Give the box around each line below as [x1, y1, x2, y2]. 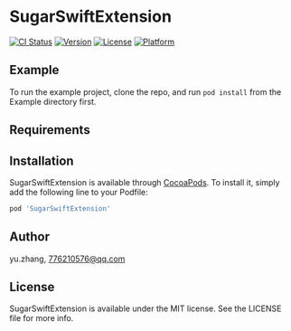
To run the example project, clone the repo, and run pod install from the [9, 86, 282, 97]
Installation [9, 153, 74, 168]
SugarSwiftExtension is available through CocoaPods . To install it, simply [9, 176, 280, 187]
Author [9, 229, 50, 245]
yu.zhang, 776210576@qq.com [9, 253, 126, 264]
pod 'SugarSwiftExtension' [9, 203, 111, 213]
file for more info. [9, 313, 74, 324]
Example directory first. [9, 96, 97, 107]
